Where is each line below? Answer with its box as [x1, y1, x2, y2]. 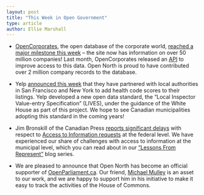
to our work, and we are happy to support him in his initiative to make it [15, 175, 194, 183]
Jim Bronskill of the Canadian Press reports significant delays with [15, 124, 181, 132]
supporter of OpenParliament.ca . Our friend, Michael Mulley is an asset [15, 169, 194, 176]
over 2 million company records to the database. [15, 68, 137, 76]
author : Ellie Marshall [6, 26, 67, 32]
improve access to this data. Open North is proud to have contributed [15, 62, 189, 69]
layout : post [6, 9, 40, 15]
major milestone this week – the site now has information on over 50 [15, 49, 186, 57]
